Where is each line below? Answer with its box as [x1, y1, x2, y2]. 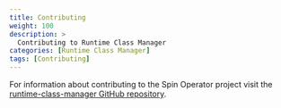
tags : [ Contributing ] [9, 54, 91, 63]
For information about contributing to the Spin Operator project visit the [9, 79, 273, 89]
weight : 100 [9, 21, 54, 30]
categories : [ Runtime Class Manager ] [9, 46, 151, 55]
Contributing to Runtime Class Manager [17, 37, 167, 47]
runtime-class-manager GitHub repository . [9, 88, 167, 99]
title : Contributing [9, 12, 87, 22]
